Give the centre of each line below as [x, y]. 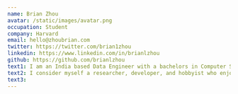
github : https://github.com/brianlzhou [66, 60]
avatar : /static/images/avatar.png [60, 20]
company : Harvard [33, 34]
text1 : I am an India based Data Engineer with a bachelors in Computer [117, 66]
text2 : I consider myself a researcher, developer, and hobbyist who [112, 73]
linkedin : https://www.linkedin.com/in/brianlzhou [84, 54]
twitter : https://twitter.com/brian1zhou [69, 47]
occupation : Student [38, 27]
